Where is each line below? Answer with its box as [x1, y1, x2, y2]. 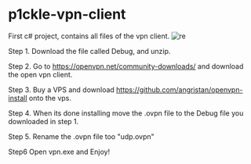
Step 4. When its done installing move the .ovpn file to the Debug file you [8, 108, 244, 118]
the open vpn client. [8, 70, 73, 79]
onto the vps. [28, 93, 72, 102]
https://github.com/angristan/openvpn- [116, 84, 243, 94]
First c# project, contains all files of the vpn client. [8, 31, 170, 41]
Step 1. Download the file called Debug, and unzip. [8, 46, 171, 55]
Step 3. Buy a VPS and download [8, 84, 115, 94]
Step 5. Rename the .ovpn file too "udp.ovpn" [8, 131, 155, 141]
